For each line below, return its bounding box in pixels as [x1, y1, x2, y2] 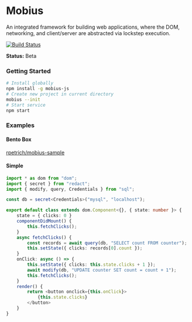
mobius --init [6, 97, 41, 102]
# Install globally [6, 80, 54, 86]
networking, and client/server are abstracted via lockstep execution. [6, 29, 171, 36]
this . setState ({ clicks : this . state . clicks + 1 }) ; [27, 262, 156, 268]
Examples [6, 121, 35, 129]
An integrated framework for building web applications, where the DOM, [6, 23, 180, 30]
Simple [6, 162, 23, 169]
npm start [6, 107, 30, 114]
